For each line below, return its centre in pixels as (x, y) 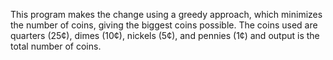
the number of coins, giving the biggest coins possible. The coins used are (164, 25)
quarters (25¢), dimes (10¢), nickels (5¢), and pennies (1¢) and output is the (165, 35)
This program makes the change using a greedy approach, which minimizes (166, 14)
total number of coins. (56, 46)
